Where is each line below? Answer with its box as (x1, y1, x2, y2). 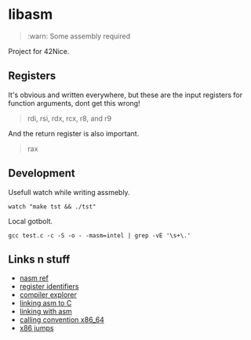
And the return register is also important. (8, 128, 140, 138)
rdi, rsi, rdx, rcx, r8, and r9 (27, 114, 112, 123)
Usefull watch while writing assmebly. (8, 187, 131, 197)
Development (8, 167, 76, 180)
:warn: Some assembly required (27, 31, 131, 41)
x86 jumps (19, 324, 54, 333)
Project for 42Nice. (8, 46, 70, 56)
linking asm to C (19, 298, 72, 308)
